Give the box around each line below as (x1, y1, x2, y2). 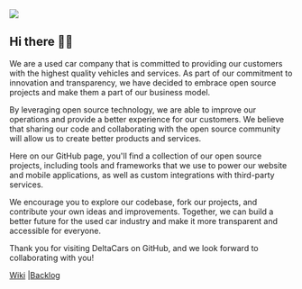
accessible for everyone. (9, 225, 102, 236)
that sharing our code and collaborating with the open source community (9, 123, 281, 134)
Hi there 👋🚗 (9, 34, 74, 50)
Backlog (30, 269, 60, 280)
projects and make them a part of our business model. (9, 86, 211, 97)
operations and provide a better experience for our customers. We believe (9, 113, 285, 124)
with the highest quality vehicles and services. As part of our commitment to (9, 68, 293, 78)
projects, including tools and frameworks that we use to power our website (9, 159, 288, 170)
